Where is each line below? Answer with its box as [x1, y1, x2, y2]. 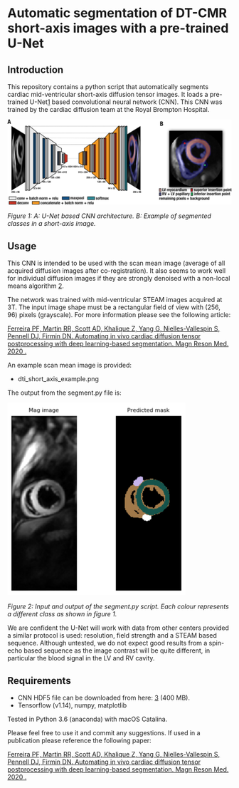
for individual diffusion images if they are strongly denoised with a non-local [7, 274, 230, 283]
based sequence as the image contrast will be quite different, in [23, 646, 211, 655]
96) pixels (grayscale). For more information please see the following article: [7, 311, 231, 319]
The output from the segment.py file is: [7, 388, 122, 397]
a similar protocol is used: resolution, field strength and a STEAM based [7, 631, 217, 640]
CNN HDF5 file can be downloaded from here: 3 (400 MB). [17, 693, 191, 703]
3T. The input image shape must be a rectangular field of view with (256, [7, 303, 221, 311]
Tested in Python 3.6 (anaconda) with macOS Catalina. [7, 715, 168, 724]
